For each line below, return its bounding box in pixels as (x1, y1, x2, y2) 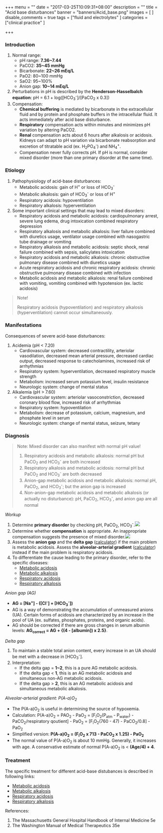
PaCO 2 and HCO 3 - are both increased (24, 458, 101, 466)
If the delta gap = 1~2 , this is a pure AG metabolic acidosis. (19, 665, 138, 671)
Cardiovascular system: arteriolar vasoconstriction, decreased (19, 394, 145, 400)
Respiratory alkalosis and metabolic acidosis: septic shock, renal (19, 244, 149, 250)
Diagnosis (5, 432, 30, 439)
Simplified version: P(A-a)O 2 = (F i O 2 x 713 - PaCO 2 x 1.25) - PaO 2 (12, 731, 145, 738)
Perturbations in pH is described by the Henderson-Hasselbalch (12, 89, 143, 95)
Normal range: (12, 52, 41, 58)
